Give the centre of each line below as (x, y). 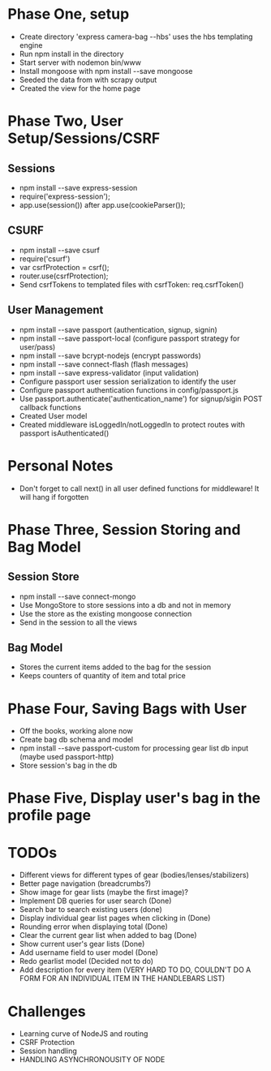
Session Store (44, 577)
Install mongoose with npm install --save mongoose (106, 71)
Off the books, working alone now (76, 731)
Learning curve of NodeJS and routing (84, 1034)
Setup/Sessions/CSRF (84, 138)
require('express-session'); (65, 196)
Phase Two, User (65, 121)
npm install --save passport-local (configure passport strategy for (129, 338)
